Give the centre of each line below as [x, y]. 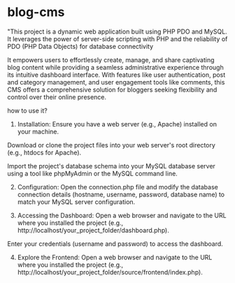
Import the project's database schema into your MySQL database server [111, 166]
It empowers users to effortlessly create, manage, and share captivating [111, 59]
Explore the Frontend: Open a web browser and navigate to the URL [115, 257]
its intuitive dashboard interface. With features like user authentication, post [116, 75]
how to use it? [27, 110]
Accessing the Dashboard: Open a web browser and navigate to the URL [122, 215]
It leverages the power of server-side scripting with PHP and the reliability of [117, 38]
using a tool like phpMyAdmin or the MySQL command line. [93, 173]
